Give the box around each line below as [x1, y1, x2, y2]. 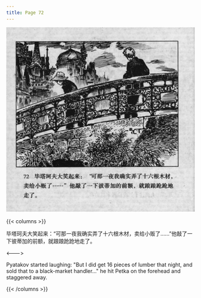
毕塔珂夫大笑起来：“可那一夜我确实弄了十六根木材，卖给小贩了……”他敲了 [6, 230, 187, 238]
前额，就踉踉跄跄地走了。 [32, 238, 96, 245]
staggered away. [6, 274, 48, 281]
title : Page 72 [6, 10, 44, 16]
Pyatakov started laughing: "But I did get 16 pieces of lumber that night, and [6, 261, 193, 269]
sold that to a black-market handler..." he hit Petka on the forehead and [6, 267, 181, 275]
